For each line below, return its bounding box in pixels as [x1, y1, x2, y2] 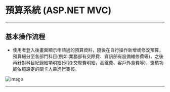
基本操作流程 [5, 32, 46, 41]
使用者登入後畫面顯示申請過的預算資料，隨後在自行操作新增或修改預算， [12, 47, 163, 53]
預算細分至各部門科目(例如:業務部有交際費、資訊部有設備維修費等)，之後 [12, 53, 164, 59]
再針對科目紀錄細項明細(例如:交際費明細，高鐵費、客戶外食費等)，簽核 [12, 59, 159, 66]
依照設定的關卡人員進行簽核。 [17, 66, 79, 72]
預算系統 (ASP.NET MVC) [5, 5, 112, 16]
